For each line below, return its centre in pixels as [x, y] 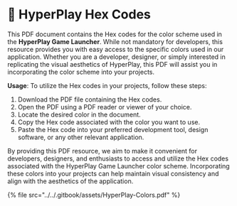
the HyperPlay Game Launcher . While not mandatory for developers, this [115, 41]
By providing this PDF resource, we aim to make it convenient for [102, 151]
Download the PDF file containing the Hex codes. [90, 99]
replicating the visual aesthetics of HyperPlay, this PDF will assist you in [112, 64]
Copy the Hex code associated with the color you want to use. [109, 122]
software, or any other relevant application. [81, 137]
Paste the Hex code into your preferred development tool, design [113, 129]
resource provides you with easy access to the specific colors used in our [116, 49]
